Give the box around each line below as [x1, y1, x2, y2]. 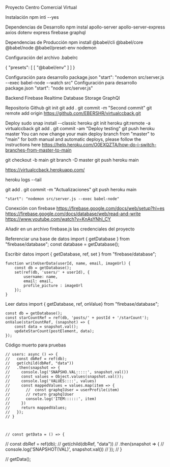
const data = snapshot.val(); [14, 324, 79, 329]
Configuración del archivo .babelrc [5, 54, 78, 61]
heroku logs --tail [5, 177, 42, 183]
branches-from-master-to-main [5, 147, 72, 153]
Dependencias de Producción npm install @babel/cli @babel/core [5, 39, 144, 45]
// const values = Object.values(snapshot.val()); [5, 374, 124, 379]
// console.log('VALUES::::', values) [5, 378, 97, 384]
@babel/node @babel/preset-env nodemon [5, 45, 97, 50]
